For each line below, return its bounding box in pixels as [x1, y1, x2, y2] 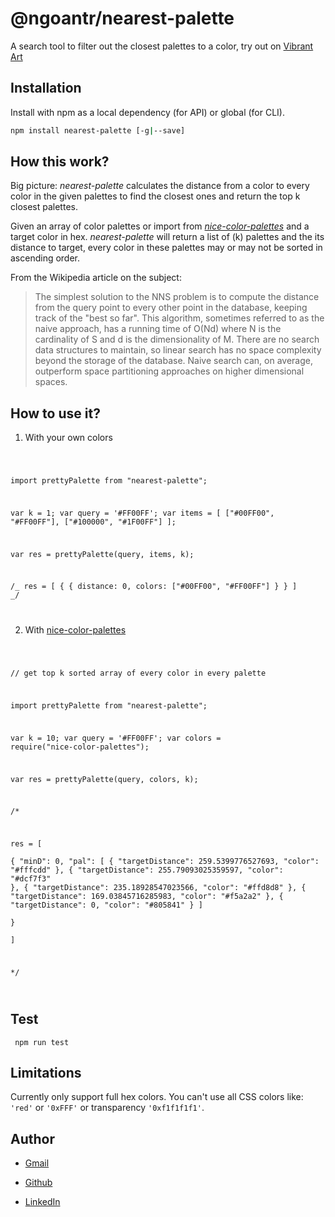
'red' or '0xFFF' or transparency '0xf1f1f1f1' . [10, 1102, 205, 1114]
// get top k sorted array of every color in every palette [10, 668, 267, 679]
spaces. [34, 376, 68, 388]
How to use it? [10, 405, 101, 422]
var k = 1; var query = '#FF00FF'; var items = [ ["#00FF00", [10, 508, 275, 518]
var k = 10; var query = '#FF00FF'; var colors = [10, 733, 222, 743]
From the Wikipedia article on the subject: [10, 272, 182, 284]
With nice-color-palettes [24, 624, 127, 636]
